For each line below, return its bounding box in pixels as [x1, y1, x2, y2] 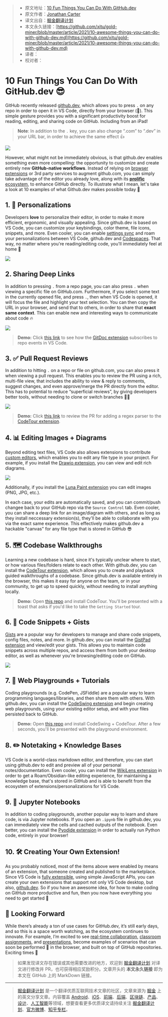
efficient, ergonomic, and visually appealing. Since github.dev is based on [5, 219, 157, 225]
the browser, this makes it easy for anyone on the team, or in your [5, 578, 140, 584]
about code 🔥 [5, 315, 33, 321]
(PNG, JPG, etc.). [5, 489, 41, 495]
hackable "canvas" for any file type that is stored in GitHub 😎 [5, 526, 132, 532]
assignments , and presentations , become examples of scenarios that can [5, 938, 156, 944]
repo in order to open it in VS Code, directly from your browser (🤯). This [5, 107, 153, 113]
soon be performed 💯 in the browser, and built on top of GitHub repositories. [5, 944, 162, 950]
